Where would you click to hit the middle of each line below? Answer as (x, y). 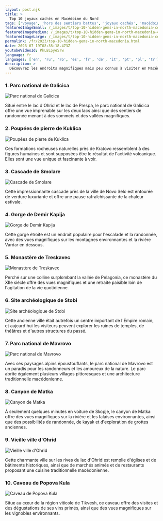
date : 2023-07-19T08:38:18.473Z (38, 46)
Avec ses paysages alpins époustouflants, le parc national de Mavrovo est (79, 364)
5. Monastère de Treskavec (38, 258)
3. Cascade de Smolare (33, 171)
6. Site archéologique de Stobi (41, 300)
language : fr (18, 55)
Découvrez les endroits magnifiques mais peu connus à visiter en (78, 69)
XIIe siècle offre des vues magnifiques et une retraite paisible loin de (73, 282)
